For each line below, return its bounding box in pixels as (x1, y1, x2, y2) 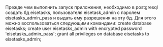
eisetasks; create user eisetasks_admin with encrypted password (5, 25, 142, 31)
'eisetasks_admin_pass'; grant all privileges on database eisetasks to (5, 31, 150, 36)
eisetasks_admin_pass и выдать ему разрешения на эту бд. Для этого (5, 15, 156, 20)
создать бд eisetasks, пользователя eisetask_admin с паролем (5, 9, 141, 15)
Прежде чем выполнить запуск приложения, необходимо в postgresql (5, 4, 158, 10)
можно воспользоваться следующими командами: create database (5, 20, 152, 26)
